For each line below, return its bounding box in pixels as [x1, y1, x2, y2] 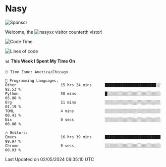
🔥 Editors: [5, 130, 28, 135]
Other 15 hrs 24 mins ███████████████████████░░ [5, 82, 161, 87]
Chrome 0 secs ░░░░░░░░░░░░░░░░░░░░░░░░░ [5, 143, 161, 148]
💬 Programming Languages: [5, 78, 58, 83]
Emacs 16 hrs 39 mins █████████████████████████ [5, 134, 161, 139]
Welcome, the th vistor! [5, 29, 103, 35]
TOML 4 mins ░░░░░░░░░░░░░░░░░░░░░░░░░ [5, 109, 161, 113]
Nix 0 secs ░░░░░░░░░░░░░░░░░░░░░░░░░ [5, 117, 161, 122]
